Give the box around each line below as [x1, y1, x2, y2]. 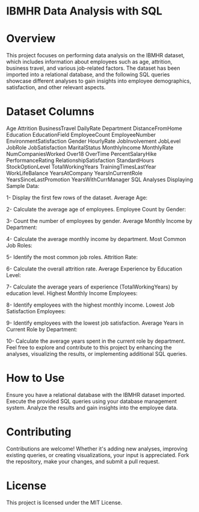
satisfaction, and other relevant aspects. [6, 84, 106, 91]
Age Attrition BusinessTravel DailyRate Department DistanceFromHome [6, 125, 182, 132]
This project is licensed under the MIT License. [6, 499, 123, 506]
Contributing [6, 425, 72, 439]
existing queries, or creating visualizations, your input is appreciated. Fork [6, 451, 189, 458]
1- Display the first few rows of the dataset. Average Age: [6, 194, 148, 201]
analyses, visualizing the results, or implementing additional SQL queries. [6, 351, 188, 358]
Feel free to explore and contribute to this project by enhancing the [6, 344, 173, 351]
